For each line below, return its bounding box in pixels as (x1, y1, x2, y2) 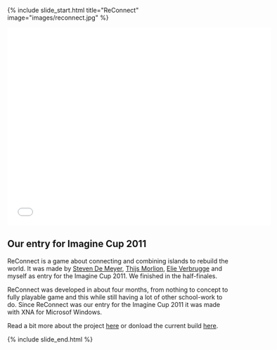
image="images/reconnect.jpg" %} (7, 13, 109, 22)
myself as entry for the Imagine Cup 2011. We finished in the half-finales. (7, 271, 218, 280)
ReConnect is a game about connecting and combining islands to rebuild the (7, 256, 228, 265)
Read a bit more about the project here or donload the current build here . (7, 321, 219, 330)
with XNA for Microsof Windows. (7, 308, 103, 316)
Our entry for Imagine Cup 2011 (7, 238, 146, 250)
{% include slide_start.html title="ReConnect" (7, 6, 139, 14)
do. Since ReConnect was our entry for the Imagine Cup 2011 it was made (7, 300, 221, 308)
